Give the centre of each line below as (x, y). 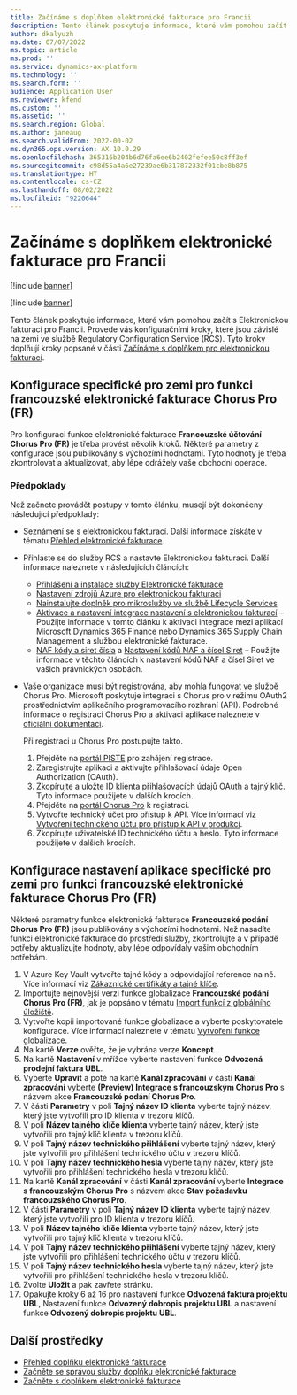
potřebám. (29, 957)
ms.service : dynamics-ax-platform (74, 67)
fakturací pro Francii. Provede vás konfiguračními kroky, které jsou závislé (145, 329)
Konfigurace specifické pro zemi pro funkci (131, 385)
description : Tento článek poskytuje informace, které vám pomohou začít (149, 26)
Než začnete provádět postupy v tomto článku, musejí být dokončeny (137, 505)
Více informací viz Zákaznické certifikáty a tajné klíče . (121, 983)
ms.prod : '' (32, 58)
